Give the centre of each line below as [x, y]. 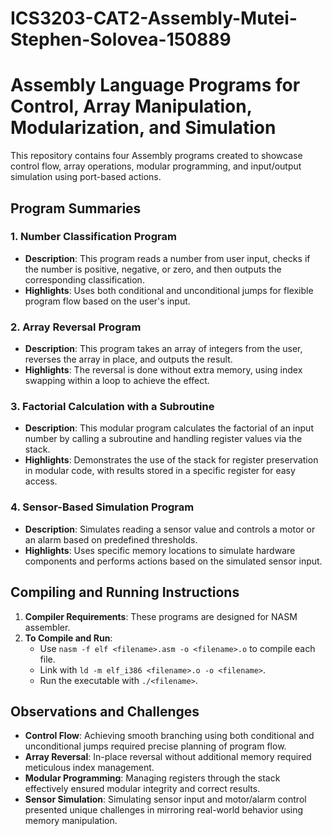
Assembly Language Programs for [155, 85]
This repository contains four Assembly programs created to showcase [156, 156]
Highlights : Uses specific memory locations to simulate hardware [160, 550]
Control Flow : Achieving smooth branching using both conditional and [169, 736]
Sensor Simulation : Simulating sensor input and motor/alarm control [165, 799]
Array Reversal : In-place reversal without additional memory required [168, 757]
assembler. [47, 627]
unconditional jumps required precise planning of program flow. [155, 746]
